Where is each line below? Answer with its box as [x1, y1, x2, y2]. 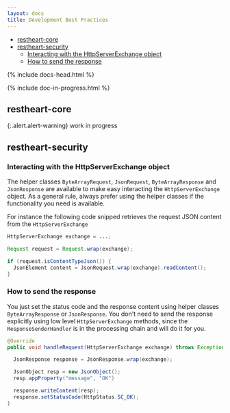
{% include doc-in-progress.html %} [7, 84, 110, 92]
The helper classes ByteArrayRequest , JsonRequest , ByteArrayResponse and [7, 177, 217, 186]
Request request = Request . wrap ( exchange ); [7, 245, 133, 252]
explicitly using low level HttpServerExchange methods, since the [7, 316, 188, 325]
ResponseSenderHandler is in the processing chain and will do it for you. [7, 324, 207, 332]
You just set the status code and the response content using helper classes [7, 302, 219, 310]
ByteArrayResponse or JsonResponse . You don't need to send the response [7, 310, 214, 318]
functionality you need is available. [7, 199, 105, 208]
